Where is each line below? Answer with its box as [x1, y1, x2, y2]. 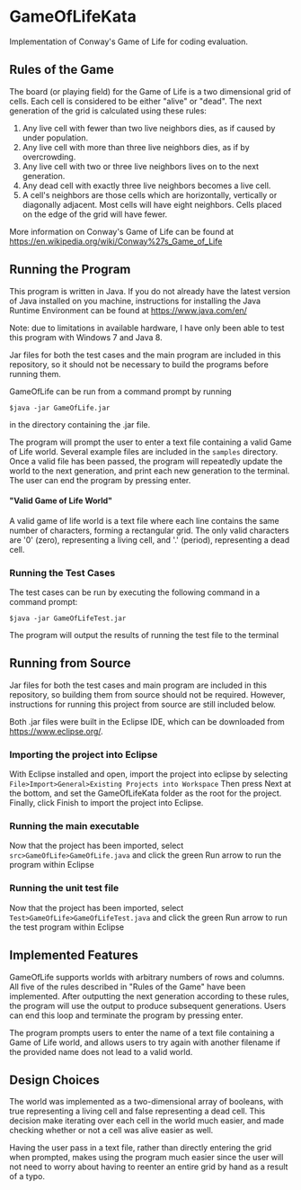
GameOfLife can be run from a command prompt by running [9, 385, 232, 397]
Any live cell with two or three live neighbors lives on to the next [22, 160, 259, 172]
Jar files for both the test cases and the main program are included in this [9, 349, 281, 360]
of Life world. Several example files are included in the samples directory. [9, 446, 279, 456]
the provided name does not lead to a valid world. [9, 1046, 193, 1057]
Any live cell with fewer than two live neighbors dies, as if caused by [22, 122, 276, 133]
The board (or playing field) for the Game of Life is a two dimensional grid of [9, 86, 292, 96]
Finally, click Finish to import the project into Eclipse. [9, 798, 204, 808]
